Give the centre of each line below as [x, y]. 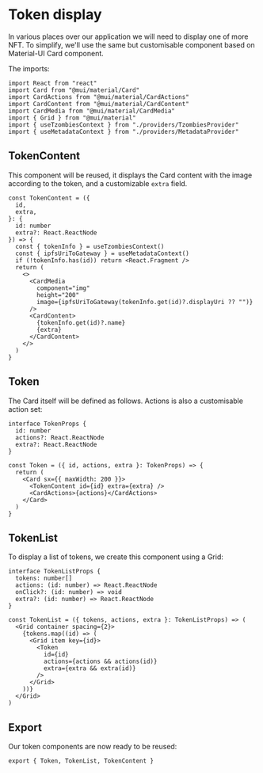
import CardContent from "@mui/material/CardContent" [99, 104]
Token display [55, 15]
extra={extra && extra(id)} [90, 668]
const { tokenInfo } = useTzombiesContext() [90, 246]
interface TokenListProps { [55, 572]
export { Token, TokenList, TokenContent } [81, 761]
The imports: [29, 68]
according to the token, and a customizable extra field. [98, 183]
